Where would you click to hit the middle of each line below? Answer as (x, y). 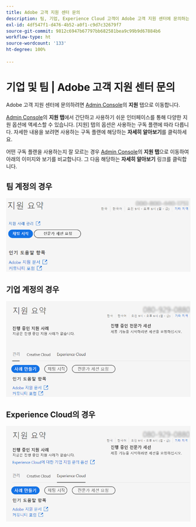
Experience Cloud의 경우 (51, 415)
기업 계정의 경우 (33, 290)
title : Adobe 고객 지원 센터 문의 (43, 12)
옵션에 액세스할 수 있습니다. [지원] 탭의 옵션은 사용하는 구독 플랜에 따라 (93, 124)
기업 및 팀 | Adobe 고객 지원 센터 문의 (91, 87)
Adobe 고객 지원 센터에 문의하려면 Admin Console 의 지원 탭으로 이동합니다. (93, 104)
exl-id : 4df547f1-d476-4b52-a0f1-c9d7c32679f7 (64, 25)
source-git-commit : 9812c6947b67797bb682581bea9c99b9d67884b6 (83, 31)
